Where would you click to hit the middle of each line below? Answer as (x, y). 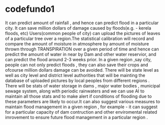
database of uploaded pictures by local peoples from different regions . (78, 81)
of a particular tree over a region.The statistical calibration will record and (80, 39)
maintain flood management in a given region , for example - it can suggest (81, 107)
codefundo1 (30, 9)
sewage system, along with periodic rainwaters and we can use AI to (75, 91)
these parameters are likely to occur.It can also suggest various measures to (82, 101)
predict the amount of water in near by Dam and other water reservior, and (81, 54)
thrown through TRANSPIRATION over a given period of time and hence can (82, 49)
